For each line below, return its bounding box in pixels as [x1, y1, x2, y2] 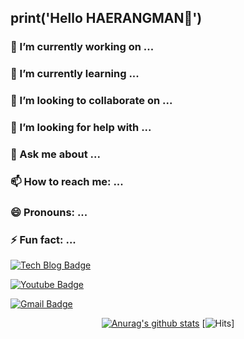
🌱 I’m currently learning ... [10, 67, 140, 81]
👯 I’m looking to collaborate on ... [10, 94, 173, 108]
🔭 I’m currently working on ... [10, 40, 155, 54]
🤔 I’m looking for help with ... [10, 121, 152, 135]
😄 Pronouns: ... [10, 205, 88, 219]
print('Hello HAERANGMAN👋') [10, 10, 203, 27]
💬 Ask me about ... [10, 147, 101, 161]
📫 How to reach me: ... [10, 174, 124, 188]
